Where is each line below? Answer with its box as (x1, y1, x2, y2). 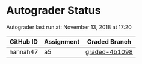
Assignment (44, 37, 80, 45)
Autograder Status (6, 4, 101, 17)
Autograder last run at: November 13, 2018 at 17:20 (6, 23, 132, 31)
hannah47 (9, 47, 39, 56)
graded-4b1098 (85, 47, 134, 56)
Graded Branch (87, 37, 132, 45)
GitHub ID (9, 37, 38, 45)
